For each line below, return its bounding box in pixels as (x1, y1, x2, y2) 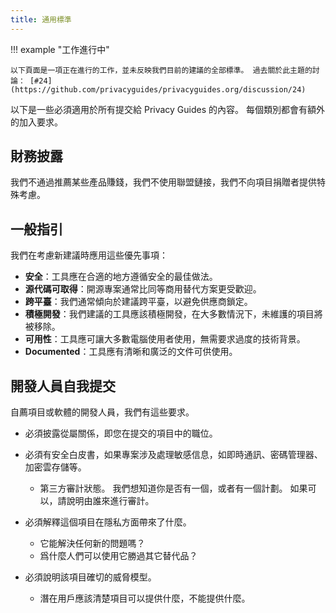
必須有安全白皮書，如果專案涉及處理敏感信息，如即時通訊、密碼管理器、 (24, 449, 323, 461)
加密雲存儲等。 (24, 461, 87, 473)
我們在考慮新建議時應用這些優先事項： (10, 249, 168, 261)
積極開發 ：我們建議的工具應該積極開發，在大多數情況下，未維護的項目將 (24, 308, 323, 320)
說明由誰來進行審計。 (66, 495, 155, 507)
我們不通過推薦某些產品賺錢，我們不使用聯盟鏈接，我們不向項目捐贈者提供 (10, 176, 317, 188)
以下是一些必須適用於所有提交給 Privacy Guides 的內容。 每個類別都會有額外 (10, 103, 325, 115)
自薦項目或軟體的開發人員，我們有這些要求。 (10, 406, 195, 418)
